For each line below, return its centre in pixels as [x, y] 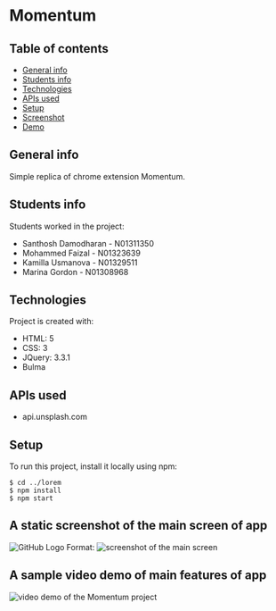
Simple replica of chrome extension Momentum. [97, 176]
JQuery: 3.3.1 [46, 357]
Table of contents [59, 49]
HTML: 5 [38, 339]
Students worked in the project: [67, 226]
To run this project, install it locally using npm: [93, 466]
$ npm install [36, 491]
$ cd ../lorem [36, 483]
